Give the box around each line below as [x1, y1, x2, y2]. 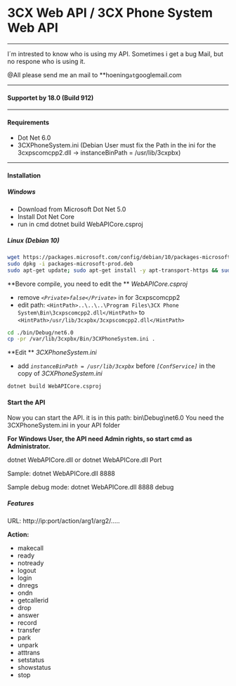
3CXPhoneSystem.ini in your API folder [7, 421, 121, 430]
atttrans [17, 648, 41, 657]
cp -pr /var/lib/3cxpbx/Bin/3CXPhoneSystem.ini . [7, 336, 156, 343]
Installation [7, 171, 41, 180]
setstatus [17, 656, 44, 664]
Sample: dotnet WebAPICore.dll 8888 [7, 469, 116, 478]
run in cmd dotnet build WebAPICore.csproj [17, 220, 143, 228]
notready [17, 559, 44, 567]
